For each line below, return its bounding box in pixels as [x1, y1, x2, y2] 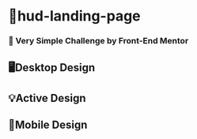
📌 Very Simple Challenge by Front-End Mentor [8, 36, 189, 47]
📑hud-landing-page [8, 7, 141, 25]
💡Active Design [8, 91, 86, 105]
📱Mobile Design [8, 118, 88, 132]
